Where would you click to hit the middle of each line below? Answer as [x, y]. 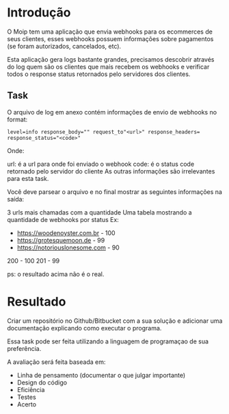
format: [17, 119]
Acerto [26, 404]
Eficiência [31, 389]
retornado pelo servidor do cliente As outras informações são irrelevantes [111, 171]
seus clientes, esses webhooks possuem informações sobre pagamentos [110, 38]
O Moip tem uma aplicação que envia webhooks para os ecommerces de [110, 32]
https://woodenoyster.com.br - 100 [66, 233]
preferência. [24, 348]
